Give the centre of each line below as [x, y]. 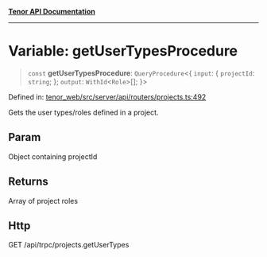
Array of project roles [43, 201]
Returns [29, 182]
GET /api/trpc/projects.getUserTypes [69, 245]
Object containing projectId [53, 156]
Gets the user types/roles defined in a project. [83, 112]
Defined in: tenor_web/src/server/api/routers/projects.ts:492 [107, 97]
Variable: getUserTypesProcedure [123, 51]
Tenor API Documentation [52, 12]
